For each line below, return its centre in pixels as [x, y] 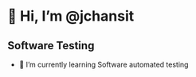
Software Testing [51, 46]
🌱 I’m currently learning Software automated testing [104, 64]
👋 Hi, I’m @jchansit [71, 16]
